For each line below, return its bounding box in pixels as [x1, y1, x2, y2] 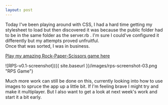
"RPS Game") [5, 68, 33, 74]
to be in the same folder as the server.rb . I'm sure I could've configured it [5, 32, 159, 38]
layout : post [5, 7, 33, 13]
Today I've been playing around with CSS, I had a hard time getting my [5, 21, 153, 27]
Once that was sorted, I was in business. [5, 43, 90, 49]
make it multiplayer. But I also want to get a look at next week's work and [5, 88, 157, 94]
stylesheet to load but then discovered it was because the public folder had [5, 26, 163, 33]
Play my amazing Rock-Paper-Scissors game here [5, 53, 110, 59]
